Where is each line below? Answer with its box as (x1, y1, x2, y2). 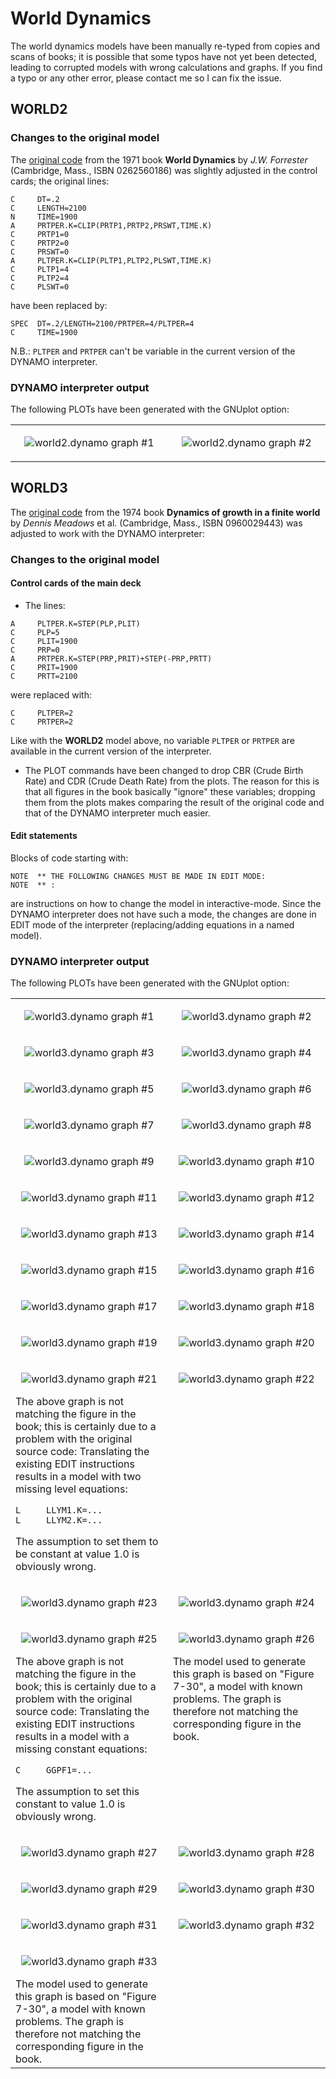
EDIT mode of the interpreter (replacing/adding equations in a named (10, 919, 295, 931)
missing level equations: (15, 1482, 128, 1496)
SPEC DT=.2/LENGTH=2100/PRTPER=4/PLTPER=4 (10, 318, 195, 329)
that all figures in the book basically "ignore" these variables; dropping (24, 785, 316, 797)
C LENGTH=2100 (10, 203, 87, 213)
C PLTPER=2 (10, 708, 74, 718)
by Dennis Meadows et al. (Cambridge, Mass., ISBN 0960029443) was (10, 517, 303, 529)
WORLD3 (10, 480, 68, 497)
